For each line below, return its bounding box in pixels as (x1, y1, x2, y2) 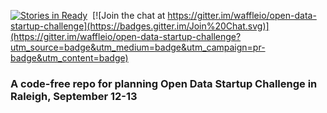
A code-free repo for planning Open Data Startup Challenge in (10, 76, 318, 90)
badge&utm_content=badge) (10, 52, 129, 64)
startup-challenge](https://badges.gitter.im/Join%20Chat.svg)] (10, 20, 270, 32)
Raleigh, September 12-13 (10, 89, 138, 103)
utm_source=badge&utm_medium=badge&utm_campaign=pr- (10, 41, 266, 53)
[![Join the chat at (92, 10, 166, 21)
